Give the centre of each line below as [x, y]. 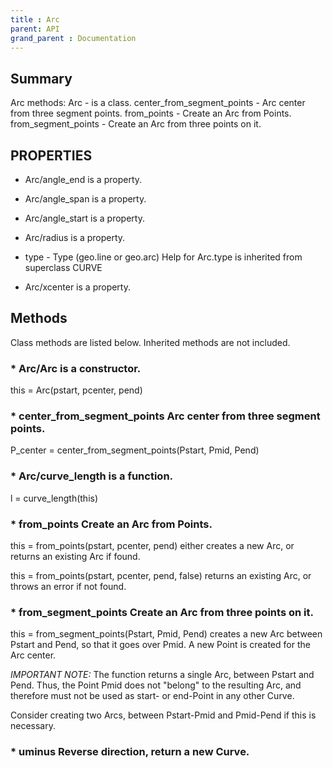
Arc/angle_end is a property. [83, 179]
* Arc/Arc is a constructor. [76, 368]
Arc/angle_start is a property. [84, 218]
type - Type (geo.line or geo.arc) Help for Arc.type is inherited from [163, 257]
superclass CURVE [63, 267]
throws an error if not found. [68, 586]
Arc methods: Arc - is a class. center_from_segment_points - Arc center [158, 103]
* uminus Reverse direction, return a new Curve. [130, 752]
